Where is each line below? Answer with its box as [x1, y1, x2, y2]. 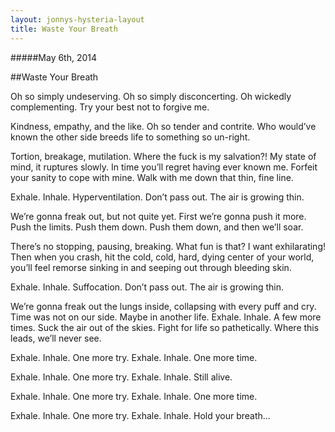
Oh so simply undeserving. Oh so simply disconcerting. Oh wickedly [10, 90, 292, 102]
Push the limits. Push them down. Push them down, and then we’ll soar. [10, 221, 304, 233]
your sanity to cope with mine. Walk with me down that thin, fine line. [10, 171, 294, 183]
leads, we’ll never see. [10, 332, 102, 344]
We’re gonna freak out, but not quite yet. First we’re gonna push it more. [10, 210, 307, 222]
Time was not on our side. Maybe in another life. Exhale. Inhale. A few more [10, 311, 322, 323]
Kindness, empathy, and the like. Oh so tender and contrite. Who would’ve [10, 120, 317, 132]
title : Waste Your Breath [10, 24, 118, 34]
